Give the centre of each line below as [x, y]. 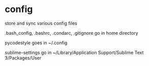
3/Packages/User [23, 58]
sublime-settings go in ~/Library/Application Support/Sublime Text [74, 52]
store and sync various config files [41, 23]
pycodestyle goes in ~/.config [36, 43]
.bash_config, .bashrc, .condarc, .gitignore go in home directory [71, 33]
